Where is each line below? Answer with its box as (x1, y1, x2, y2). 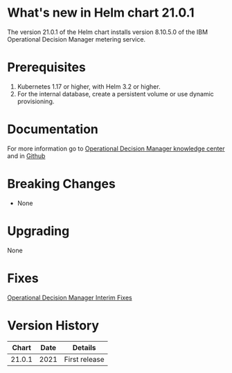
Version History (7, 318, 99, 333)
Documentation (7, 121, 99, 137)
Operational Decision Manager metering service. (7, 35, 146, 43)
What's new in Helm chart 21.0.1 (7, 5, 195, 21)
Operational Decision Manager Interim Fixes (7, 293, 133, 302)
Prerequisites (7, 60, 87, 76)
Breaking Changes (7, 176, 116, 191)
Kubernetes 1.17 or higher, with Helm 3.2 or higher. (17, 82, 161, 91)
